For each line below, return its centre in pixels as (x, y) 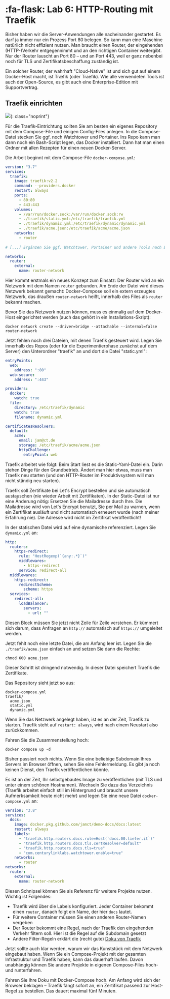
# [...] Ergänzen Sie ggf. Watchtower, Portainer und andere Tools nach (83, 247)
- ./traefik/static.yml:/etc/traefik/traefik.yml (72, 219)
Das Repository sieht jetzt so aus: (40, 683)
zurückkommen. (22, 730)
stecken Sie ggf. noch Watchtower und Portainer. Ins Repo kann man (89, 137)
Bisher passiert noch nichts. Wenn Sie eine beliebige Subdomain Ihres (78, 758)
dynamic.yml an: (22, 533)
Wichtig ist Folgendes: (28, 896)
